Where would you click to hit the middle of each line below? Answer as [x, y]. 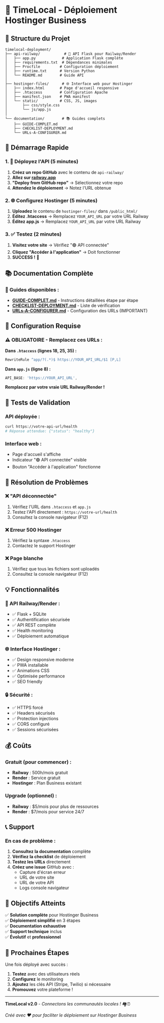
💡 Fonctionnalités [32, 589]
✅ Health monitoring [33, 631]
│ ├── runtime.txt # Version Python [50, 71]
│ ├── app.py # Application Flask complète [64, 58]
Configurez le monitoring [38, 979]
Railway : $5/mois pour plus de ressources [55, 806]
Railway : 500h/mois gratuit [40, 773]
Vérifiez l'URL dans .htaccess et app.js [51, 507]
